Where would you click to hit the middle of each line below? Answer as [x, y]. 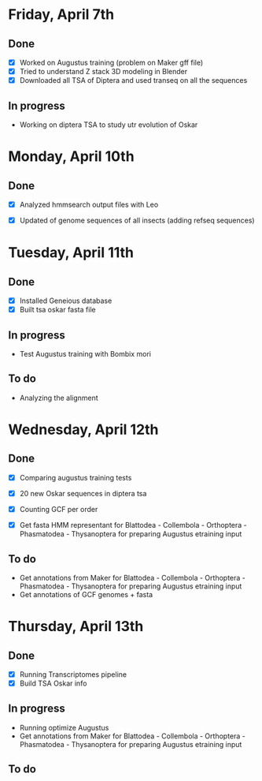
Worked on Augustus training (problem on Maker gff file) [111, 62]
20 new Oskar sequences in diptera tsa [83, 493]
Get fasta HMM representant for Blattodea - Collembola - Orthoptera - [133, 525]
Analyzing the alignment [59, 398]
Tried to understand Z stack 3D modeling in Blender [103, 72]
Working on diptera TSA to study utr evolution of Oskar [109, 125]
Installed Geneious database [66, 301]
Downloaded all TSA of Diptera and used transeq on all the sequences [133, 80]
